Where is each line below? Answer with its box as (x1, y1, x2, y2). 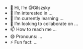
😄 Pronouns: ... (10, 33, 43, 39)
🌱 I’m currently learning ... (10, 15, 64, 21)
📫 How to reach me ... (10, 26, 57, 32)
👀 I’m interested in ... (10, 10, 53, 16)
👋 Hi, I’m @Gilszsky (10, 5, 50, 10)
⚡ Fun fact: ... (10, 39, 38, 45)
